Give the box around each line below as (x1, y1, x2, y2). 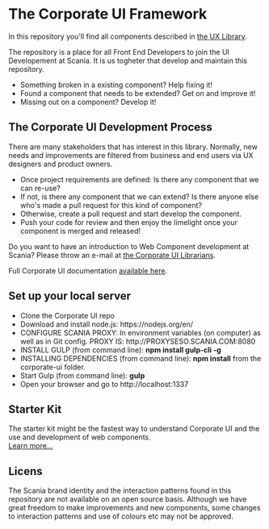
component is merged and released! (19, 226, 141, 235)
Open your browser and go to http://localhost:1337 (19, 379, 189, 389)
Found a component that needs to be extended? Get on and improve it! (19, 88, 256, 98)
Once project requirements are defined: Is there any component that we (19, 174, 259, 184)
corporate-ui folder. (19, 362, 86, 372)
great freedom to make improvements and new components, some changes (8, 503, 261, 513)
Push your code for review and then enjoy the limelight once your (19, 217, 238, 227)
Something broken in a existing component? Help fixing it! (19, 80, 212, 90)
